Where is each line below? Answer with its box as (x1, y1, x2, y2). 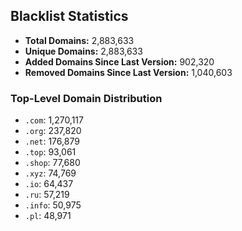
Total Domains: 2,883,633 (24, 34, 135, 46)
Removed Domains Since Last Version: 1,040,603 (24, 66, 233, 78)
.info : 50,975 (24, 199, 82, 211)
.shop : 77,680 (24, 157, 81, 169)
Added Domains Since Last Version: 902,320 (24, 55, 215, 68)
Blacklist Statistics (10, 8, 129, 25)
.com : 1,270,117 (24, 114, 84, 126)
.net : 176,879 (24, 135, 80, 148)
